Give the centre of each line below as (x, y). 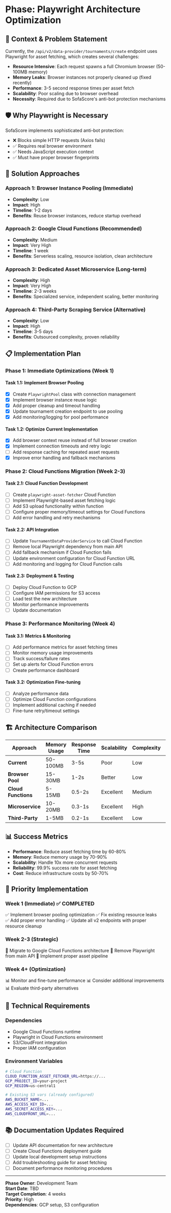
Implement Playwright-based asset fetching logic (64, 500)
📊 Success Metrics (37, 837)
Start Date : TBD (22, 1188)
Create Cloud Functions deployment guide (57, 1151)
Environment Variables (34, 1061)
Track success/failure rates (41, 659)
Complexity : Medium (35, 240)
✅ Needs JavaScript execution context (53, 152)
